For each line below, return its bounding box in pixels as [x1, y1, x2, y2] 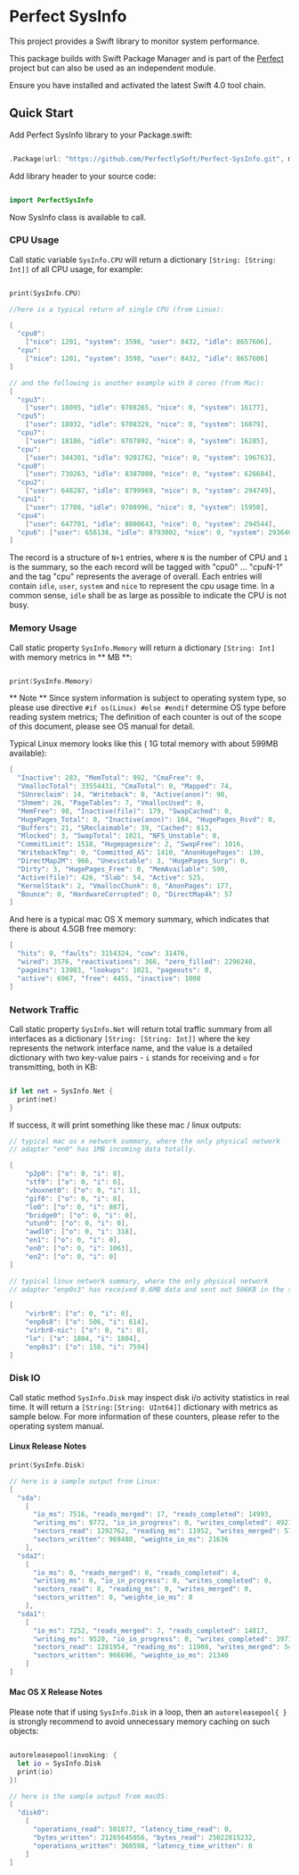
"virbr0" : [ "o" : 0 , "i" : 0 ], [25, 1309, 133, 1318]
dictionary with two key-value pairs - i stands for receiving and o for [9, 1052, 260, 1062]
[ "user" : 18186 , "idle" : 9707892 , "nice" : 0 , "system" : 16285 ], [25, 436, 269, 445]
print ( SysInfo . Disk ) [9, 1461, 86, 1470]
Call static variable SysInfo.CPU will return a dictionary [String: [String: [9, 254, 278, 265]
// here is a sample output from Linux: [9, 1476, 162, 1486]
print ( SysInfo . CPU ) [9, 288, 82, 298]
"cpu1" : [17, 495, 46, 504]
